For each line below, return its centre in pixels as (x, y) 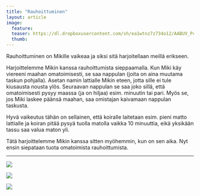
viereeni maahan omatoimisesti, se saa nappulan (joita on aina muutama (95, 74)
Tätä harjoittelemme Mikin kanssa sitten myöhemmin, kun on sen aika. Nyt (97, 141)
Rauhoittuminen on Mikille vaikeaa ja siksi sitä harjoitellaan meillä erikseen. (98, 56)
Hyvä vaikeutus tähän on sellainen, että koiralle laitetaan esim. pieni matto (97, 117)
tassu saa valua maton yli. (38, 129)
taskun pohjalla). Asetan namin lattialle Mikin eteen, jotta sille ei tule (89, 80)
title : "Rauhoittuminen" (37, 12)
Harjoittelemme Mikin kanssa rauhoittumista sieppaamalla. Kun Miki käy (94, 68)
